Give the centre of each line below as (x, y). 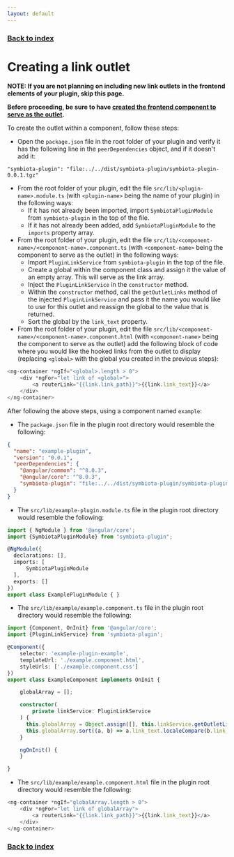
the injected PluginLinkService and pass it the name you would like (124, 299)
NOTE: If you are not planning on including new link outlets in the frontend (116, 86)
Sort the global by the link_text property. (88, 322)
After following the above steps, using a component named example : (104, 411)
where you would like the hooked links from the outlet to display (109, 351)
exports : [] (31, 581)
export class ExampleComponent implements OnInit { (84, 680)
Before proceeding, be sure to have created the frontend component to (112, 107)
